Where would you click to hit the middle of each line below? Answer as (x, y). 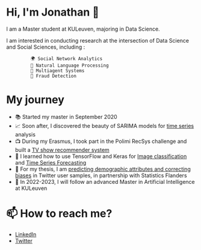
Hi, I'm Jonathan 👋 (53, 12)
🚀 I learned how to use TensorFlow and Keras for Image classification (101, 156)
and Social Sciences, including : (46, 47)
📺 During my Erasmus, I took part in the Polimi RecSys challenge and (101, 141)
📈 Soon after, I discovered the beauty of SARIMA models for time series (104, 126)
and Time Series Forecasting (51, 162)
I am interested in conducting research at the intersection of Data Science (98, 40)
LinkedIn (26, 234)
